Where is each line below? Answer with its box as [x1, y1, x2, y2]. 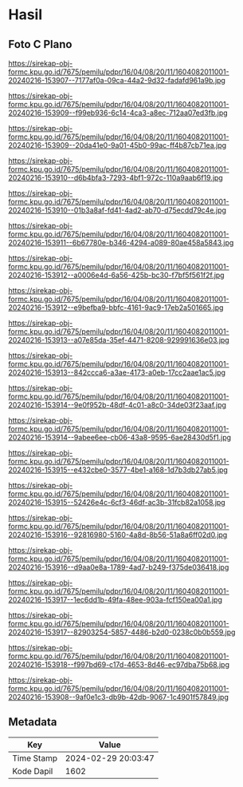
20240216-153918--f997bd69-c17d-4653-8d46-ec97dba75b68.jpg [8, 660, 229, 669]
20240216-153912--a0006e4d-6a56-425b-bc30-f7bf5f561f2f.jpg [8, 270, 225, 280]
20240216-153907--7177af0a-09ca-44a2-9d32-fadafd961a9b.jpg [8, 76, 225, 85]
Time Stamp [12, 753, 58, 764]
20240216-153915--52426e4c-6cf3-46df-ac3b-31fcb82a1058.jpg [8, 498, 225, 507]
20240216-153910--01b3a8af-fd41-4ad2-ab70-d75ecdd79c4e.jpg [8, 205, 227, 215]
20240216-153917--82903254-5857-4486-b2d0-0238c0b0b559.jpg [8, 627, 236, 637]
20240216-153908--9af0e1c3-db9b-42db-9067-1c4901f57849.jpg [8, 693, 229, 702]
